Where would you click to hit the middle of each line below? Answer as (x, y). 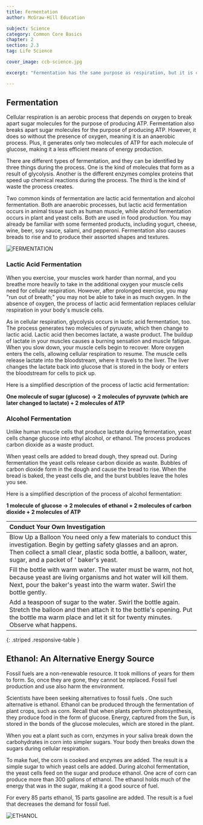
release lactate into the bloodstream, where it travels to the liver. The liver (98, 360)
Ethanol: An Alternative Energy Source (80, 659)
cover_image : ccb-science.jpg (44, 62)
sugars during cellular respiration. (48, 748)
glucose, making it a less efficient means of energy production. (85, 150)
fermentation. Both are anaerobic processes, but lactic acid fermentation (97, 205)
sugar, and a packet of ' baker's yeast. (63, 560)
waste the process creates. (40, 187)
